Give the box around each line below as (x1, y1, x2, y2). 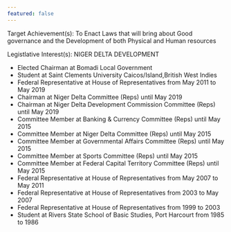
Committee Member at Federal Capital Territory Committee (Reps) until (17, 159, 219, 167)
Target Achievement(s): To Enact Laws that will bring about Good (7, 29, 193, 37)
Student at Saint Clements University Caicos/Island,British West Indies (17, 71, 218, 79)
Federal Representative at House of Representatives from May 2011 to (17, 78, 216, 87)
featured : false (7, 10, 54, 17)
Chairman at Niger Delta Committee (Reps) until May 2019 (17, 93, 183, 101)
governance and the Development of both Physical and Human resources (7, 36, 216, 45)
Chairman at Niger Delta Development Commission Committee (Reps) (17, 100, 216, 108)
